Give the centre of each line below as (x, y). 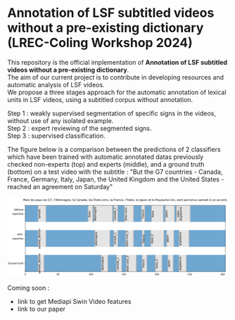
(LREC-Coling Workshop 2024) (100, 43)
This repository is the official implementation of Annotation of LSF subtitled (117, 62)
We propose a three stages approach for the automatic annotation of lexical (117, 92)
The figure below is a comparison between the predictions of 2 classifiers (114, 149)
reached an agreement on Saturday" (60, 186)
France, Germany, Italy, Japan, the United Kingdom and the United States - (116, 179)
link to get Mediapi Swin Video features (74, 302)
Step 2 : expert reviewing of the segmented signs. (80, 128)
